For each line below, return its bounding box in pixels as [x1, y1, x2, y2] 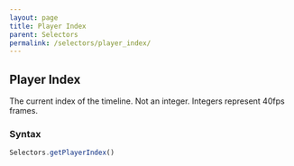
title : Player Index [9, 22, 87, 31]
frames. [9, 106, 39, 116]
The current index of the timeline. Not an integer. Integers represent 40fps [9, 96, 286, 106]
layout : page [9, 13, 59, 23]
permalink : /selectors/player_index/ [9, 38, 152, 48]
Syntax [9, 127, 41, 140]
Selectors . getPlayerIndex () [9, 148, 115, 158]
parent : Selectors [9, 30, 78, 39]
